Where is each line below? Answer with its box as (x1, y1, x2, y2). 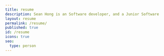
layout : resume (5, 16, 36, 21)
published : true (5, 25, 38, 30)
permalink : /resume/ (5, 20, 48, 26)
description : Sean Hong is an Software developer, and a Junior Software (5, 12, 160, 17)
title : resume (5, 7, 34, 12)
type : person (9, 43, 36, 48)
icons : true (5, 35, 29, 39)
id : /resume (5, 30, 29, 35)
